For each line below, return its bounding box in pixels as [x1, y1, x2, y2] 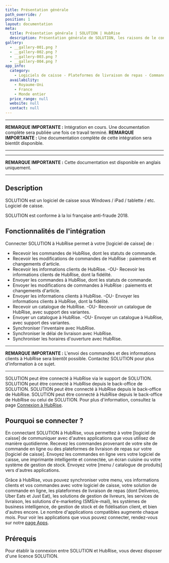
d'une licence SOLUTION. [5, 553, 59, 559]
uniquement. [5, 165, 32, 171]
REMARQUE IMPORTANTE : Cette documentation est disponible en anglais [5, 159, 161, 165]
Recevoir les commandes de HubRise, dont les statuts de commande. [12, 250, 157, 256]
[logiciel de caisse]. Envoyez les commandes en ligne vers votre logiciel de [5, 451, 160, 457]
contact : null [10, 106, 39, 111]
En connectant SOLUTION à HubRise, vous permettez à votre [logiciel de [5, 430, 156, 436]
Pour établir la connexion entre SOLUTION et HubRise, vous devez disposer [5, 548, 162, 554]
